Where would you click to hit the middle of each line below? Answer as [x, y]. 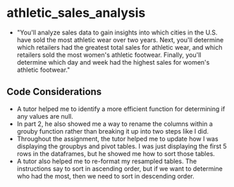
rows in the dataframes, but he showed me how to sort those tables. [116, 153]
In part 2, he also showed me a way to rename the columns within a [115, 124]
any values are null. [45, 116]
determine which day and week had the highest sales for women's [113, 62]
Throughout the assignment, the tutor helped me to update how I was [118, 138]
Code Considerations [54, 92]
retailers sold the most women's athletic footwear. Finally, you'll [109, 55]
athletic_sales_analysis [76, 13]
